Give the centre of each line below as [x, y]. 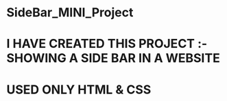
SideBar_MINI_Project [70, 13]
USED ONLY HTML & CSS [79, 89]
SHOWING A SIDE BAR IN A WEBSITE [113, 58]
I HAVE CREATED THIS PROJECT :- [107, 44]
